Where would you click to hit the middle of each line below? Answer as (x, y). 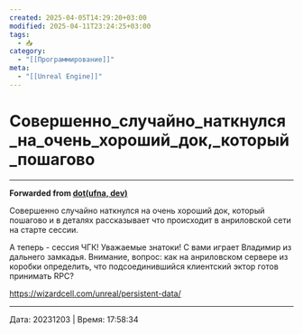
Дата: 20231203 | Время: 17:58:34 (74, 319)
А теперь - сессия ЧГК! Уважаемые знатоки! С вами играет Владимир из (151, 247)
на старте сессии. (44, 229)
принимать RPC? (42, 275)
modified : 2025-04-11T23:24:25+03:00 (80, 26)
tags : (19, 34)
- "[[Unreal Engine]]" (60, 77)
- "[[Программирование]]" (66, 60)
